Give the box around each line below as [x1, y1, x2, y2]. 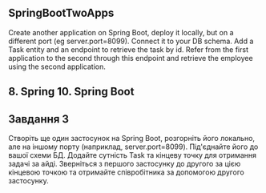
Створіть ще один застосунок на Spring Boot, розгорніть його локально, [8, 134, 255, 143]
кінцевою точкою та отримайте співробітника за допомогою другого [8, 167, 244, 177]
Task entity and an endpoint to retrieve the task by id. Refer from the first [8, 44, 248, 54]
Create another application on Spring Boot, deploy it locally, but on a [8, 27, 234, 37]
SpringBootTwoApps [8, 6, 115, 20]
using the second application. [8, 62, 106, 71]
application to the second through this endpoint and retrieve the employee [8, 53, 254, 62]
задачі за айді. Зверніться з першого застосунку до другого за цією [8, 159, 241, 169]
